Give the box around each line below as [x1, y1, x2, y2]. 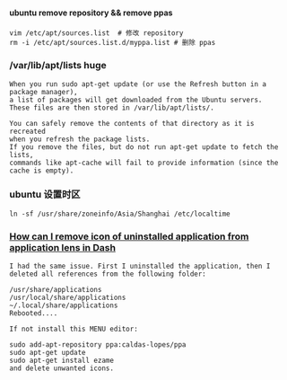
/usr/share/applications [9, 286, 102, 295]
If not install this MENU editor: [9, 324, 139, 334]
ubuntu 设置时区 [9, 189, 81, 201]
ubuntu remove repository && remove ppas [9, 7, 173, 18]
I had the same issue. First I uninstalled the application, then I [9, 261, 271, 271]
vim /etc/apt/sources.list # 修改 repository [9, 29, 184, 38]
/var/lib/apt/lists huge [9, 59, 108, 72]
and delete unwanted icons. [9, 364, 115, 373]
